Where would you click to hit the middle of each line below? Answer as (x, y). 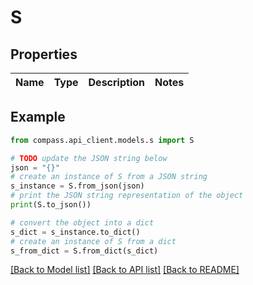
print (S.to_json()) (51, 205)
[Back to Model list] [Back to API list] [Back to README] (125, 270)
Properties (44, 54)
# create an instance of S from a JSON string (109, 177)
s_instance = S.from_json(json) (77, 186)
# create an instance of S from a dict (93, 241)
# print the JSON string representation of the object (127, 196)
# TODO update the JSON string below (89, 158)
